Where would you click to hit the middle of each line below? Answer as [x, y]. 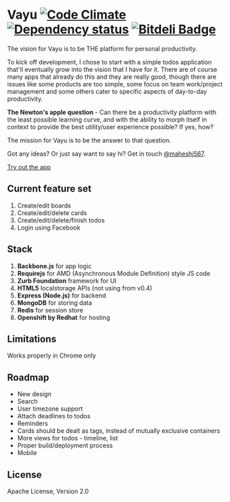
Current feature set [49, 189]
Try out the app [29, 167]
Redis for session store [50, 310]
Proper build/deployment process [65, 445]
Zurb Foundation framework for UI [67, 281]
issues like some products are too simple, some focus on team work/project [115, 84]
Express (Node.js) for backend [61, 295]
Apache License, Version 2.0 [48, 491]
